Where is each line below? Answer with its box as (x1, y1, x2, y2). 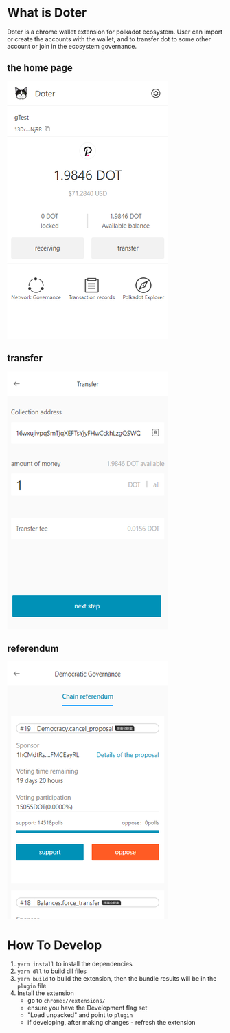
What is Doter (7, 5, 87, 21)
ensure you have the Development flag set (27, 1003, 148, 1012)
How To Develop (7, 937, 102, 952)
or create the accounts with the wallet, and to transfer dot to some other (7, 34, 211, 43)
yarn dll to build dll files (16, 967, 87, 975)
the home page (7, 62, 73, 74)
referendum (7, 642, 60, 654)
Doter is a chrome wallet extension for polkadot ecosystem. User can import (7, 28, 223, 36)
